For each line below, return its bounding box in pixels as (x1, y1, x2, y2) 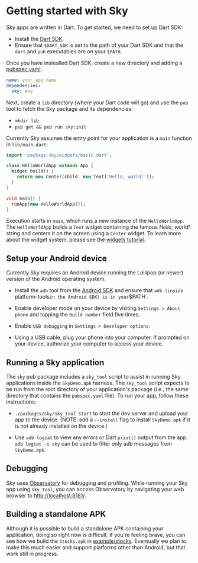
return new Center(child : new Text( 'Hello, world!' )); (17, 174, 155, 180)
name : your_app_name (6, 77, 57, 83)
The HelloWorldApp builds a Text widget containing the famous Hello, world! (6, 223, 190, 231)
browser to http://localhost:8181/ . (6, 492, 86, 499)
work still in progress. (6, 550, 59, 557)
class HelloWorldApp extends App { (6, 163, 94, 169)
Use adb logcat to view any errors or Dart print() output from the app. (14, 434, 188, 441)
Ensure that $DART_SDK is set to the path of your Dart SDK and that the (14, 41, 184, 49)
